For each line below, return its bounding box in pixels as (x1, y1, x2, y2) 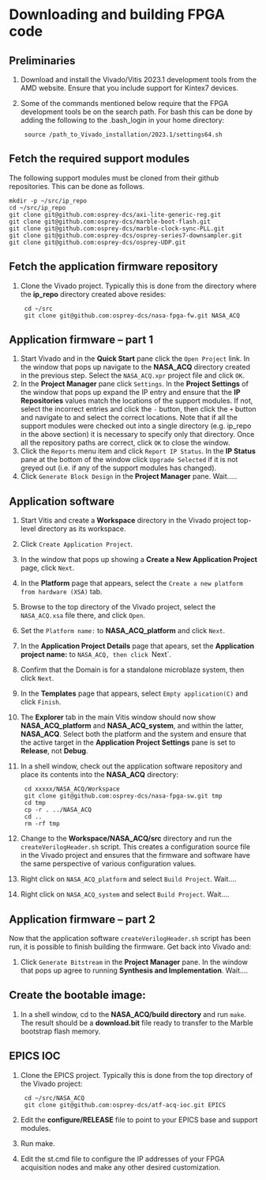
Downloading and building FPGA (9, 6, 226, 24)
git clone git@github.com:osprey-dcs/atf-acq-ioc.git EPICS (24, 1101, 227, 1109)
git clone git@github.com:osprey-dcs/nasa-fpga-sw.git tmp (24, 792, 223, 800)
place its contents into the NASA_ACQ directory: (20, 770, 179, 780)
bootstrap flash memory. (20, 1026, 101, 1036)
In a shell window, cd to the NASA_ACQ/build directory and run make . (20, 1009, 247, 1019)
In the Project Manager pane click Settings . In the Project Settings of (20, 379, 249, 389)
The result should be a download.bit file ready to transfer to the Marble (20, 1018, 253, 1027)
